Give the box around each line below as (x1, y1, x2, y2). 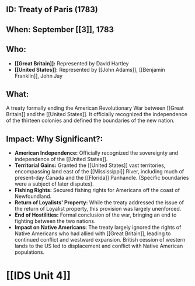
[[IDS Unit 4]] (6, 269, 71, 282)
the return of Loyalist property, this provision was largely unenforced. (14, 205, 182, 212)
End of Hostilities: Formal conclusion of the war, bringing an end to (14, 211, 177, 218)
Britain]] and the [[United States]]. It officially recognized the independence (6, 111, 188, 118)
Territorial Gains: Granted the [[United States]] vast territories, (14, 162, 166, 169)
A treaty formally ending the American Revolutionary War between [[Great (6, 104, 184, 111)
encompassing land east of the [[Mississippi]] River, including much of (14, 168, 184, 175)
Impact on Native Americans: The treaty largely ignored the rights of (14, 224, 182, 231)
